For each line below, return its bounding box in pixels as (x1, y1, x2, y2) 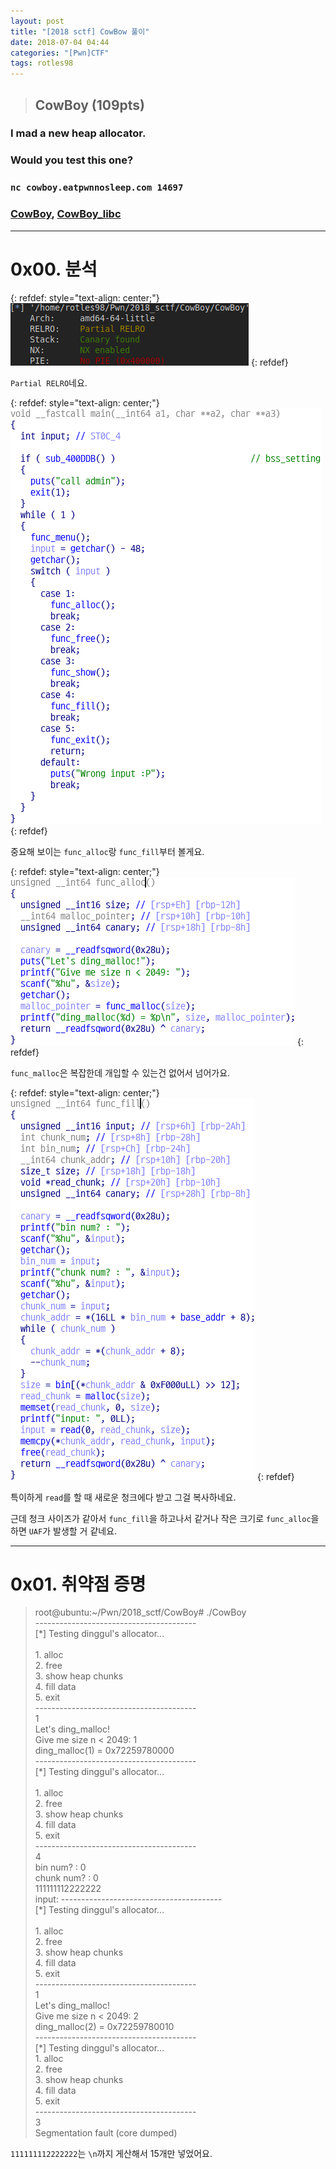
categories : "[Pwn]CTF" (10, 48, 110, 58)
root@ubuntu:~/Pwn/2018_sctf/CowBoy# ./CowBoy (34, 1606, 247, 1619)
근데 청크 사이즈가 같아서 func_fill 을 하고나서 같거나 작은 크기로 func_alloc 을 (10, 1512, 320, 1524)
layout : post (10, 16, 65, 26)
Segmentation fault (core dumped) (34, 2127, 178, 2139)
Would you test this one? (10, 153, 134, 167)
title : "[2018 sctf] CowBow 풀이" (10, 26, 150, 37)
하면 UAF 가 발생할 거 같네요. (10, 1525, 118, 1537)
